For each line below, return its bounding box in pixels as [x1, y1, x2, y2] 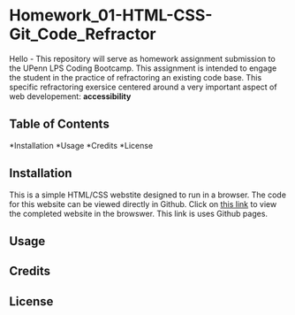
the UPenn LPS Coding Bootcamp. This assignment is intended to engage [9, 63, 277, 73]
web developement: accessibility [9, 90, 132, 102]
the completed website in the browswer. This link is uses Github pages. [9, 208, 268, 219]
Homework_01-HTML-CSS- [9, 5, 213, 26]
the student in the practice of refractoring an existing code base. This [9, 72, 262, 82]
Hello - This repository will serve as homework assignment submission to [9, 53, 276, 64]
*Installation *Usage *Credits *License [9, 140, 154, 150]
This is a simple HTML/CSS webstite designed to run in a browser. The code [9, 189, 287, 200]
